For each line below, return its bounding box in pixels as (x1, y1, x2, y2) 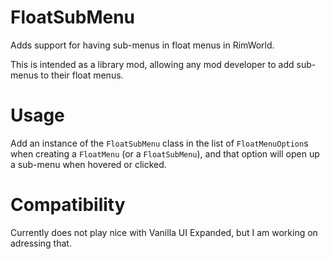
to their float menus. (40, 69, 124, 81)
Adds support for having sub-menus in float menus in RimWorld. (10, 39, 275, 51)
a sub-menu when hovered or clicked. (10, 158, 167, 170)
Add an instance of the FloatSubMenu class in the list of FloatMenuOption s (10, 137, 309, 149)
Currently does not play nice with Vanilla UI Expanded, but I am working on (10, 226, 318, 238)
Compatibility (10, 194, 126, 216)
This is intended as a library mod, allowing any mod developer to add (10, 58, 295, 70)
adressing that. (10, 237, 72, 249)
